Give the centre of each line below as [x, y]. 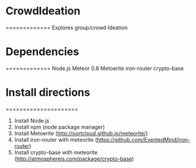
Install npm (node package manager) [60, 127]
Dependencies [42, 52]
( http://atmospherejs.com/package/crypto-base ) [74, 158]
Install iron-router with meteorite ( [56, 139]
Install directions [48, 92]
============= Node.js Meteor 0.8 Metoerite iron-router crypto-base [95, 68]
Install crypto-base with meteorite [56, 152]
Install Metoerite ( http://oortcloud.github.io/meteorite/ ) [81, 133]
